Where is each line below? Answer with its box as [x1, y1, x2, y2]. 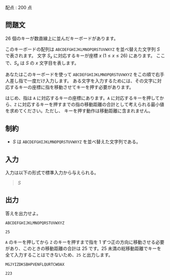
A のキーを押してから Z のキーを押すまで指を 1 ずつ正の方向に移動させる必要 [5, 239, 165, 245]
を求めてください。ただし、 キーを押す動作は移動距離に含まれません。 [5, 108, 153, 114]
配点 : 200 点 [5, 5, 32, 10]
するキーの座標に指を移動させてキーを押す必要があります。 [9, 84, 134, 90]
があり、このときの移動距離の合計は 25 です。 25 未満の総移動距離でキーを [5, 245, 161, 251]
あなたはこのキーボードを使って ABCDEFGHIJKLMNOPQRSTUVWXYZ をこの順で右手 [5, 71, 165, 78]
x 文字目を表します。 [35, 60, 79, 66]
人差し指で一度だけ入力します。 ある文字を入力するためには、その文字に [5, 78, 157, 84]
